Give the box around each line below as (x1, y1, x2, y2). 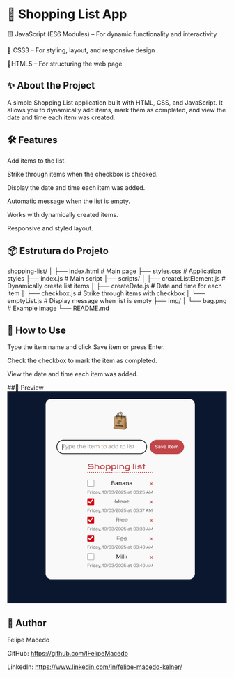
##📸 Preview (7, 383, 44, 392)
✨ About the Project (7, 80, 95, 91)
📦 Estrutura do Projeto (7, 244, 109, 257)
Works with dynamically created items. (7, 210, 118, 219)
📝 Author (7, 617, 47, 629)
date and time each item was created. (7, 113, 116, 121)
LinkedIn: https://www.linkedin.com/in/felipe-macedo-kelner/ (7, 663, 182, 671)
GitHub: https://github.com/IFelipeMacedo (7, 649, 129, 658)
